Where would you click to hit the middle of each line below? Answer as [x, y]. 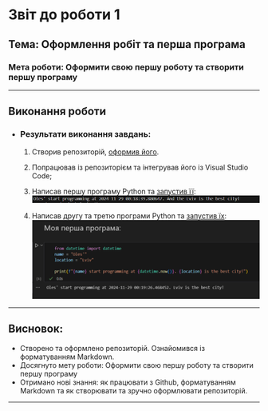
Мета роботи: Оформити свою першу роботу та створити [126, 67]
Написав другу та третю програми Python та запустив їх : [129, 216]
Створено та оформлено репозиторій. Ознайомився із [112, 348]
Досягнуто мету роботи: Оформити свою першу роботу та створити [136, 365]
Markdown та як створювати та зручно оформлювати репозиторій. [134, 390]
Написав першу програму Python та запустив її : [114, 191]
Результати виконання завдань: [85, 134]
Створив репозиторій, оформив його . [95, 152]
